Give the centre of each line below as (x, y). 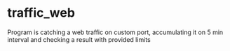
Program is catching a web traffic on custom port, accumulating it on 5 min (115, 32)
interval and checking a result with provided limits (79, 39)
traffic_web (41, 13)
